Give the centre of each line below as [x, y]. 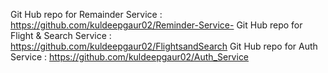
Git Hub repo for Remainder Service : [86, 14]
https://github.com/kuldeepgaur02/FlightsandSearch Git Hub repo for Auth [164, 46]
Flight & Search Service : [61, 35]
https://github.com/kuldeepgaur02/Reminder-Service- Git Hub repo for [156, 25]
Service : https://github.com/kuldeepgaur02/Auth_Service [130, 57]
